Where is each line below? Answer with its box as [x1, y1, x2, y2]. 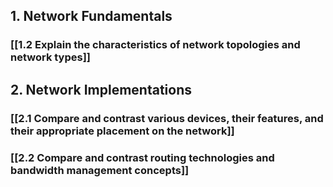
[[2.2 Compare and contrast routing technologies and [10, 150, 275, 164]
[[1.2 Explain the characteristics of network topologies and [10, 38, 301, 52]
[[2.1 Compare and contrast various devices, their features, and [10, 111, 324, 125]
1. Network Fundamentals [10, 8, 173, 25]
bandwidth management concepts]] [10, 163, 190, 177]
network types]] [10, 50, 91, 64]
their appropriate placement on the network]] [10, 124, 235, 138]
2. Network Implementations [10, 81, 193, 98]
